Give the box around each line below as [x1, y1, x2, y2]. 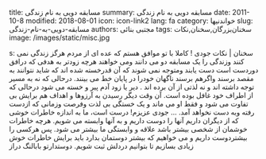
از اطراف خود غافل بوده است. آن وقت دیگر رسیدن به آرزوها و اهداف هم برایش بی [9, 91, 253, 99]
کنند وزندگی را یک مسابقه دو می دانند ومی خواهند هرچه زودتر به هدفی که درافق [9, 56, 245, 66]
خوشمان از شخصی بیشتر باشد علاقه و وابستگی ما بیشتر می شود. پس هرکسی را [9, 124, 248, 134]
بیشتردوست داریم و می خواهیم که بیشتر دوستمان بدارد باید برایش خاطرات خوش [9, 133, 248, 142]
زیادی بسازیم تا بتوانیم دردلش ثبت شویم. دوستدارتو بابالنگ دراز [9, 142, 194, 150]
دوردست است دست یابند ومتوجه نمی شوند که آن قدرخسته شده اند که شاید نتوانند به [9, 65, 259, 75]
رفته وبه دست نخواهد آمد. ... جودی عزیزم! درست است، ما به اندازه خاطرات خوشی [9, 107, 255, 117]
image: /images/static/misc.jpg [9, 33, 110, 42]
